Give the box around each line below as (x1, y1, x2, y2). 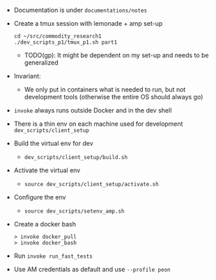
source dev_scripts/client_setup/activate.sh (24, 181, 159, 188)
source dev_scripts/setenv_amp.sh (24, 208, 125, 215)
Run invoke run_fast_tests (13, 252, 93, 260)
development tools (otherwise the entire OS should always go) (24, 93, 203, 101)
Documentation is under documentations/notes (13, 6, 148, 14)
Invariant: (13, 72, 41, 80)
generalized (24, 58, 59, 67)
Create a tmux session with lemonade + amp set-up (13, 19, 163, 27)
